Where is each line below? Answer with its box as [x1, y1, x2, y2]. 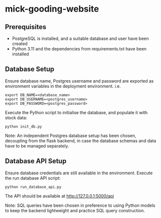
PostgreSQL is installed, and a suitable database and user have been [12, 35, 149, 41]
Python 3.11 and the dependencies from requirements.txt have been [12, 46, 146, 51]
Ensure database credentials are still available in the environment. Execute [5, 170, 153, 176]
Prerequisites [5, 23, 46, 31]
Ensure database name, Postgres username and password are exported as [5, 78, 154, 84]
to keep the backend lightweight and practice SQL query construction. [5, 207, 145, 213]
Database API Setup [5, 157, 67, 166]
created [12, 41, 28, 47]
